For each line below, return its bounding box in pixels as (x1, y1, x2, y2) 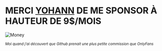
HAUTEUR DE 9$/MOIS (5, 15, 102, 27)
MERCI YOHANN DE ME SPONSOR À (5, 5, 158, 16)
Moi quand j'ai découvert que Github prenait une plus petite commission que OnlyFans (5, 41, 154, 47)
